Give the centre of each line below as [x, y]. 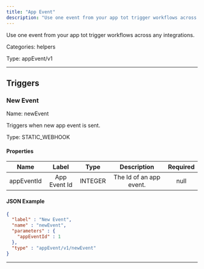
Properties [20, 151]
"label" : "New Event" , [42, 220]
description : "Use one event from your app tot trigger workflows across [102, 18]
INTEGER [93, 181]
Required [181, 167]
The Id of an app [137, 177]
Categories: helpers [31, 47]
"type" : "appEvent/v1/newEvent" [54, 248]
